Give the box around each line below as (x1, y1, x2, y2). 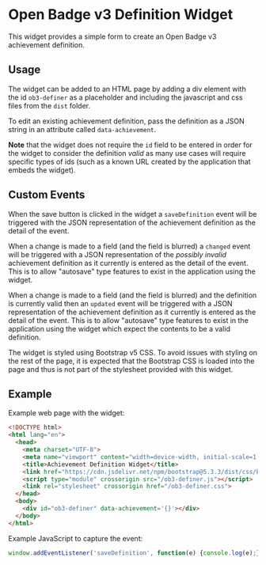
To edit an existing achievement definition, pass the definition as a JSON (8, 116, 245, 126)
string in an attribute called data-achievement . (8, 124, 157, 134)
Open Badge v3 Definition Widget (8, 6, 234, 24)
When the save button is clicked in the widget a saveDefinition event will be (8, 209, 257, 218)
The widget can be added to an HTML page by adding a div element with (8, 84, 247, 93)
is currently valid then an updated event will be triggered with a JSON (8, 298, 233, 308)
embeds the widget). (8, 165, 76, 175)
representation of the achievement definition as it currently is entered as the (8, 307, 256, 317)
